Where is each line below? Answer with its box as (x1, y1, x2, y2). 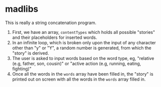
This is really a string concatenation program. (5, 20, 96, 26)
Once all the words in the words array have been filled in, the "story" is (12, 71, 154, 77)
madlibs (5, 3, 38, 15)
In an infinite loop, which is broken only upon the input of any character (12, 39, 156, 45)
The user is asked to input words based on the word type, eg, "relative (12, 55, 154, 61)
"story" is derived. (12, 50, 49, 56)
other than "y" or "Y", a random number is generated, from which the (12, 45, 152, 51)
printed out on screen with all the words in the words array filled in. (12, 76, 146, 82)
